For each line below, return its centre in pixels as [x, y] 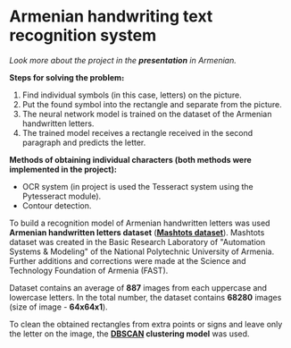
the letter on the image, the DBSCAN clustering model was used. [129, 334]
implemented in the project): [63, 169]
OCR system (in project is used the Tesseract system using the [137, 186]
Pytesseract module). [62, 196]
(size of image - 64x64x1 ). [59, 307]
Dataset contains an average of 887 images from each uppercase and [138, 287]
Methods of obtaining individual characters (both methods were [130, 159]
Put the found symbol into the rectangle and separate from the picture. [152, 104]
